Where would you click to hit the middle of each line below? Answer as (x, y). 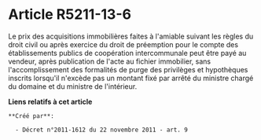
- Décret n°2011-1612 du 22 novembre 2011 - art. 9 (102, 130)
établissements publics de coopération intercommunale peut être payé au (127, 53)
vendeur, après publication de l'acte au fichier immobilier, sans (109, 61)
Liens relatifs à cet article (50, 101)
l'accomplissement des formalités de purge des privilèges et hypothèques (128, 69)
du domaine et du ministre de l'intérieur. (73, 86)
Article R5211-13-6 (70, 15)
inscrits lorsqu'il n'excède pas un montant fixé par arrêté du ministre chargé (131, 78)
